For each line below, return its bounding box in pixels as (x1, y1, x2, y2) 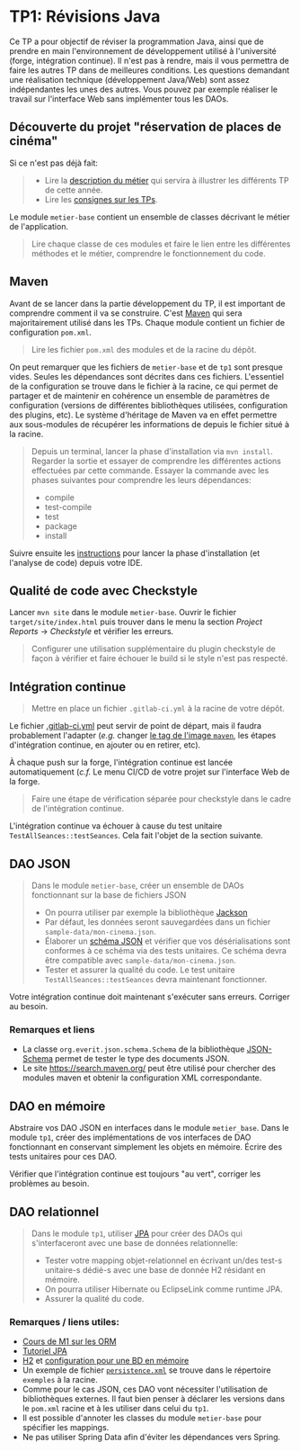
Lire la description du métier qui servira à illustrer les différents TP (44, 175, 289, 185)
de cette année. (44, 184, 103, 195)
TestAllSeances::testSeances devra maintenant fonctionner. (44, 974, 268, 984)
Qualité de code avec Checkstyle (9, 583, 198, 598)
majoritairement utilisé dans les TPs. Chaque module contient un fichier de (9, 317, 286, 327)
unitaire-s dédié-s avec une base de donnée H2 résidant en (44, 1264, 267, 1275)
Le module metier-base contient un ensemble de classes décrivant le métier (9, 211, 290, 222)
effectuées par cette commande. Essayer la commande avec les (31, 465, 269, 476)
